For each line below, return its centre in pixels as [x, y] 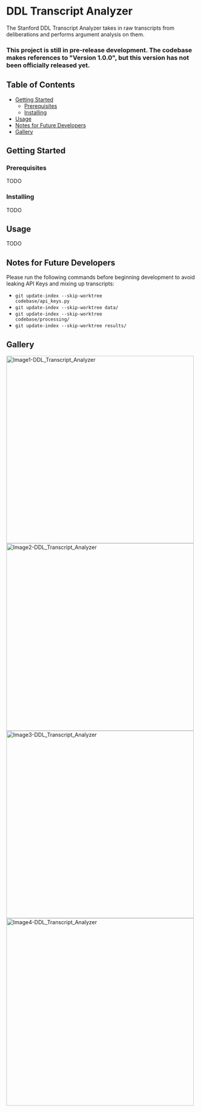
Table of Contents [41, 85]
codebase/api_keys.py [42, 301]
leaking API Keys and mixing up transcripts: [61, 284]
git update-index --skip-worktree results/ [71, 326]
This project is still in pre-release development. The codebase [99, 50]
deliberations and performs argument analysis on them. [75, 34]
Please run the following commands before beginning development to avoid [101, 278]
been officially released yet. [48, 65]
